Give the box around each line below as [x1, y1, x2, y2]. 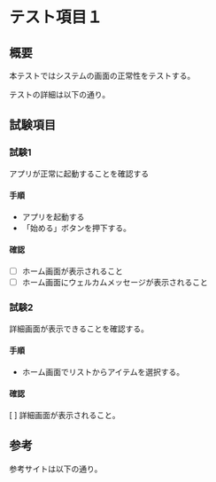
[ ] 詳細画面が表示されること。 [9, 409, 121, 420]
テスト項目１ [9, 7, 104, 27]
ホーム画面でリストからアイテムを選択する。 [21, 366, 184, 377]
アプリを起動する [21, 211, 85, 222]
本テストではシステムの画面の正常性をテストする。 [9, 71, 196, 81]
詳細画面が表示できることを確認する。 [9, 323, 149, 334]
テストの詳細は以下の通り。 [9, 89, 111, 99]
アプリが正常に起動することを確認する [9, 168, 149, 179]
